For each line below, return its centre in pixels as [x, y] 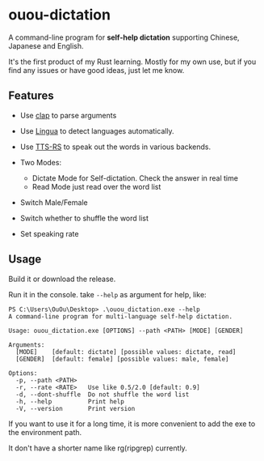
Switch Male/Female [54, 202]
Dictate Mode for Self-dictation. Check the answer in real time [135, 178]
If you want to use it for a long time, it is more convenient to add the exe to [132, 424]
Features [31, 96]
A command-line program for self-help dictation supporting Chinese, [124, 37]
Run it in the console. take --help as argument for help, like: [108, 294]
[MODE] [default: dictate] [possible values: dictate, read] [126, 352]
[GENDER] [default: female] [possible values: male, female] [122, 359]
